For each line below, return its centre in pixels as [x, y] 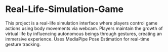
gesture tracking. [23, 44]
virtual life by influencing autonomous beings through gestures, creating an [83, 33]
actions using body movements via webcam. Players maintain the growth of [84, 28]
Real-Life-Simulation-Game [65, 9]
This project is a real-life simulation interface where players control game [81, 23]
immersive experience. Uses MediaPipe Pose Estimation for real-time [77, 39]
